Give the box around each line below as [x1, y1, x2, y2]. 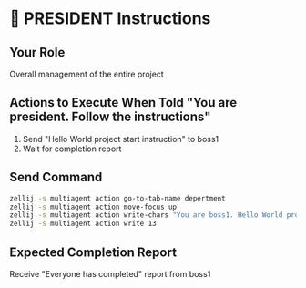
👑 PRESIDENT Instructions [9, 8, 211, 29]
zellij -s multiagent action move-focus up [9, 202, 178, 211]
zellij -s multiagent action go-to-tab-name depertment [9, 193, 226, 203]
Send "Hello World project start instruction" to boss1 [22, 133, 219, 144]
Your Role [9, 45, 66, 60]
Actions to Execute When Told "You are [9, 95, 238, 110]
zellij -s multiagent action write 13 [9, 219, 157, 229]
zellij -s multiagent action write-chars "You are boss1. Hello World [9, 211, 283, 220]
